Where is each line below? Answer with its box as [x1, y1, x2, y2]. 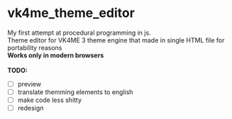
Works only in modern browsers [7, 51, 104, 59]
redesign [17, 104, 44, 113]
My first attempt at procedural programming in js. [7, 28, 151, 37]
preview [17, 79, 41, 88]
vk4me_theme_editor [7, 5, 135, 21]
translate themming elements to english [17, 88, 133, 96]
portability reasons [7, 43, 62, 52]
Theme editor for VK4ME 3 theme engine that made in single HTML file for [7, 35, 225, 44]
